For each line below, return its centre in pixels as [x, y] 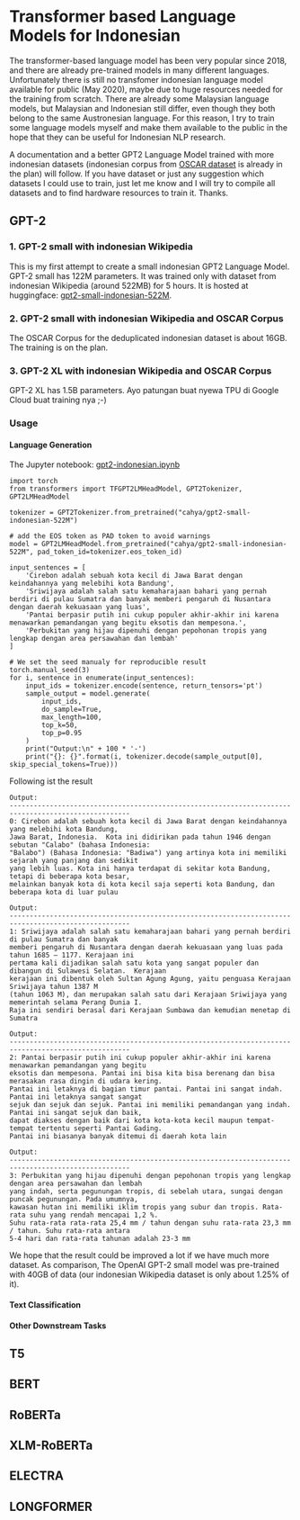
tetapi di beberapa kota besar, [70, 877]
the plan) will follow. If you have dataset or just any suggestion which [137, 174]
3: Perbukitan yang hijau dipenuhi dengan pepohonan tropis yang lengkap [150, 1176]
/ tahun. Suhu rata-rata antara [70, 1231]
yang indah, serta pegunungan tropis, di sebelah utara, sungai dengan [146, 1192]
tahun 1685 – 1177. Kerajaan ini [72, 956]
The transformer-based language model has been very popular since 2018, [148, 60]
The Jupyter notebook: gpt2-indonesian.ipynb [95, 464]
